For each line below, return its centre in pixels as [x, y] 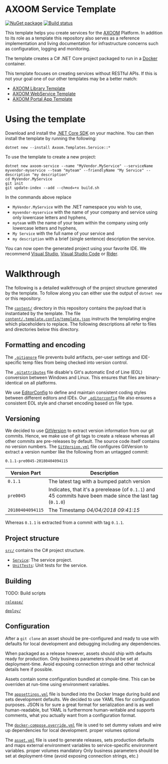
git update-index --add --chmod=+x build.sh [52, 188]
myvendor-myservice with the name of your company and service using [85, 212]
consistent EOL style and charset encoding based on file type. [69, 403]
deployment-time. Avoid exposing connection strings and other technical [80, 664]
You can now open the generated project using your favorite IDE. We [76, 248]
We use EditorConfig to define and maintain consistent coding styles [76, 392]
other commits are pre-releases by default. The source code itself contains [82, 441]
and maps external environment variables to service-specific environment [81, 745]
